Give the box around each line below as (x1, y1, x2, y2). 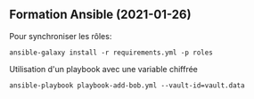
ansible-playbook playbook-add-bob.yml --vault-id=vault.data (9, 80, 245, 90)
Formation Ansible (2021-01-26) (9, 7, 192, 22)
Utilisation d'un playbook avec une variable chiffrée (9, 63, 199, 74)
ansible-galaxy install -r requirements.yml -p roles (9, 48, 214, 57)
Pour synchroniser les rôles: (9, 30, 112, 41)
